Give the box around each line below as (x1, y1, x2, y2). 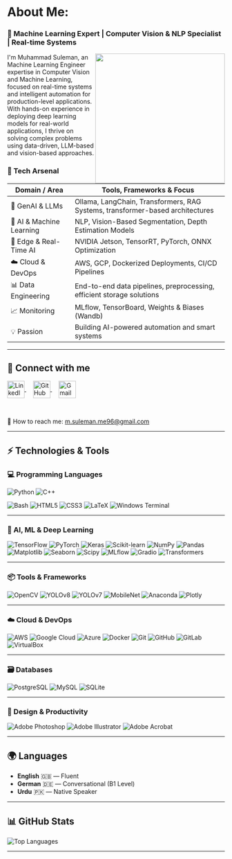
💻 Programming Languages (7, 469, 103, 479)
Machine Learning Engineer (7, 60, 86, 69)
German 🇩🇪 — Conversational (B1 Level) (17, 780, 135, 788)
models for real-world (7, 119, 69, 128)
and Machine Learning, (7, 76, 73, 84)
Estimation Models (75, 226, 135, 236)
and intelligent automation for (7, 90, 91, 98)
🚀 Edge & (10, 237, 40, 247)
